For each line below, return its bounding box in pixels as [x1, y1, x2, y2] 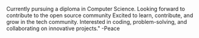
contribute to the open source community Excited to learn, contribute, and [6, 12, 193, 19]
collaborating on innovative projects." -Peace [6, 25, 121, 32]
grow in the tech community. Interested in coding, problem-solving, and [6, 18, 187, 25]
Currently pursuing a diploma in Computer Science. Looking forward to [6, 6, 186, 12]
